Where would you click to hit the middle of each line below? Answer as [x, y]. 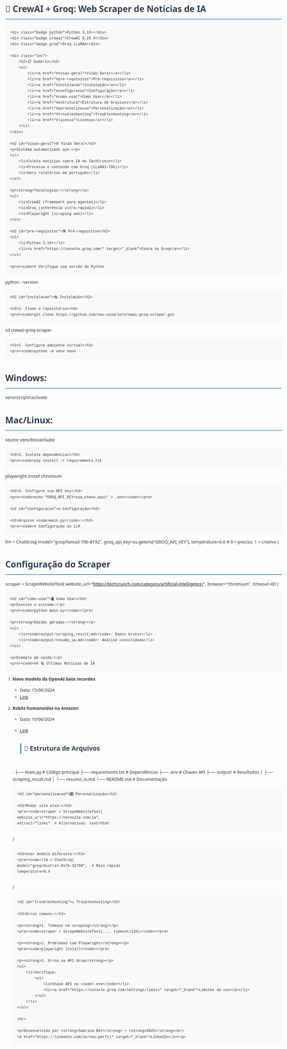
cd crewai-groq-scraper [29, 330]
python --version [22, 282]
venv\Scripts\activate [26, 398]
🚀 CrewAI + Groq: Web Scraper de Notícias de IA [106, 9]
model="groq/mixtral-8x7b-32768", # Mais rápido [69, 866]
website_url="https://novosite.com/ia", [59, 818]
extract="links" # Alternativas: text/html [63, 824]
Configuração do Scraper [58, 564]
